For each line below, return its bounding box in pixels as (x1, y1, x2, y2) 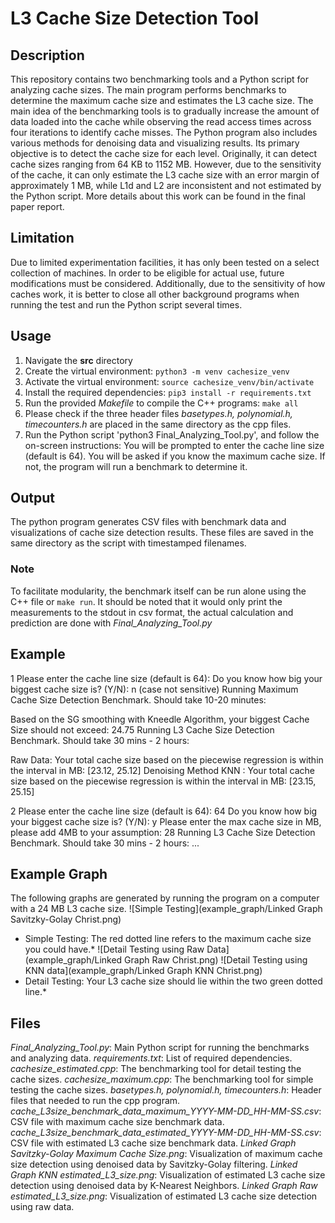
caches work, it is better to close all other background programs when (10, 288, 300, 300)
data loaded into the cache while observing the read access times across (10, 116, 312, 127)
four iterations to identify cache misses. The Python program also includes (10, 127, 318, 138)
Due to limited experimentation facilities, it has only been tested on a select (10, 256, 320, 268)
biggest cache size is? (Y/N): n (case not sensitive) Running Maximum (10, 683, 299, 695)
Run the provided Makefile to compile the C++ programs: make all (24, 397, 299, 409)
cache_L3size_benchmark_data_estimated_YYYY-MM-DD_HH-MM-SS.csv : (10, 1127, 322, 1139)
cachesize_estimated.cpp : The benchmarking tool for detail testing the (10, 1063, 302, 1075)
